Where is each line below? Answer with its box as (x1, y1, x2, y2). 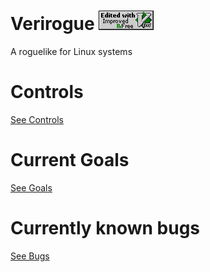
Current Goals (10, 149, 130, 172)
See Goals (10, 181, 53, 194)
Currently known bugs (10, 217, 201, 239)
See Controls (10, 113, 64, 125)
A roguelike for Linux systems (10, 45, 133, 57)
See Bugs (10, 250, 50, 262)
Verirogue (10, 13, 95, 35)
